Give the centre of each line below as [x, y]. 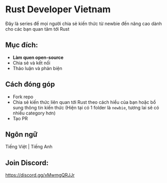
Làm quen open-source [38, 57]
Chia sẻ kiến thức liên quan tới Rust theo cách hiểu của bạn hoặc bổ [84, 102]
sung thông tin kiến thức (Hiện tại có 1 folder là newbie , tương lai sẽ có [86, 107]
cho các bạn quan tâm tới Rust [38, 29]
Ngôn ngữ [21, 134]
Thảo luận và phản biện [37, 68]
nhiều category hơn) [34, 113]
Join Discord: [27, 163]
